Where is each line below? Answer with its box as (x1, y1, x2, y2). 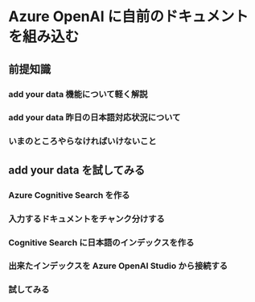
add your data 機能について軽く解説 (8, 88, 148, 99)
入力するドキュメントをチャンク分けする (8, 213, 165, 224)
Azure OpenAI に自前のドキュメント (8, 7, 249, 26)
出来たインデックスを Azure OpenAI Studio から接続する (8, 260, 228, 271)
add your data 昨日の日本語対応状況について (8, 112, 181, 124)
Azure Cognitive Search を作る (8, 189, 130, 200)
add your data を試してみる (8, 163, 146, 177)
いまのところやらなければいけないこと (8, 136, 157, 147)
